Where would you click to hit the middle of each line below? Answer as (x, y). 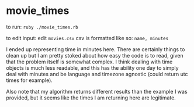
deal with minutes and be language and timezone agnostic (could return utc (97, 74)
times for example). (29, 80)
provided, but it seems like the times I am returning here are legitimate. (91, 98)
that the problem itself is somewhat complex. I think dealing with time (89, 62)
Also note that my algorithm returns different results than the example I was (97, 91)
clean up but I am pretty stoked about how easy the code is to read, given (95, 55)
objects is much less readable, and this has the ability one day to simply (93, 67)
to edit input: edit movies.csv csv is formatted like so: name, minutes (87, 38)
